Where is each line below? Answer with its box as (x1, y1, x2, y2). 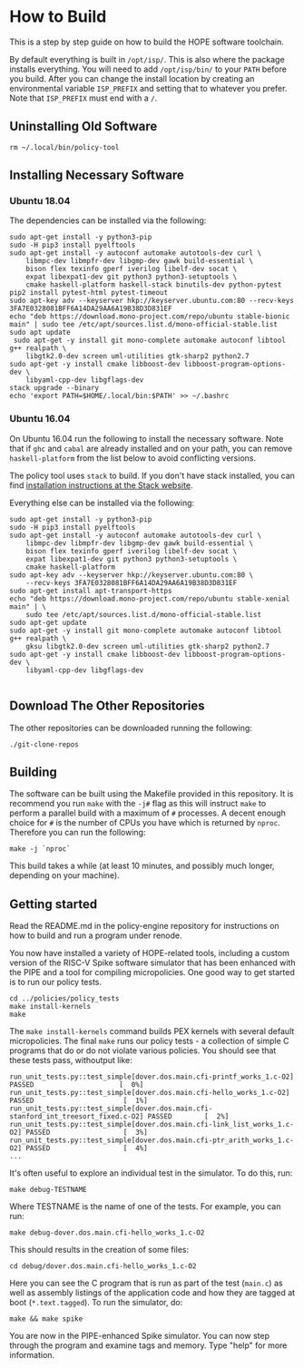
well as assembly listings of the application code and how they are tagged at (9, 1287, 296, 1298)
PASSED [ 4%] (25, 1144, 148, 1153)
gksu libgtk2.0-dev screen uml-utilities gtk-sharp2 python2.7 (25, 641, 270, 650)
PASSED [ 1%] (9, 1096, 148, 1106)
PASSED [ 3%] (25, 1128, 148, 1138)
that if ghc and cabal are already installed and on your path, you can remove (9, 443, 293, 454)
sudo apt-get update (9, 618, 88, 627)
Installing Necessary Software (9, 168, 184, 183)
